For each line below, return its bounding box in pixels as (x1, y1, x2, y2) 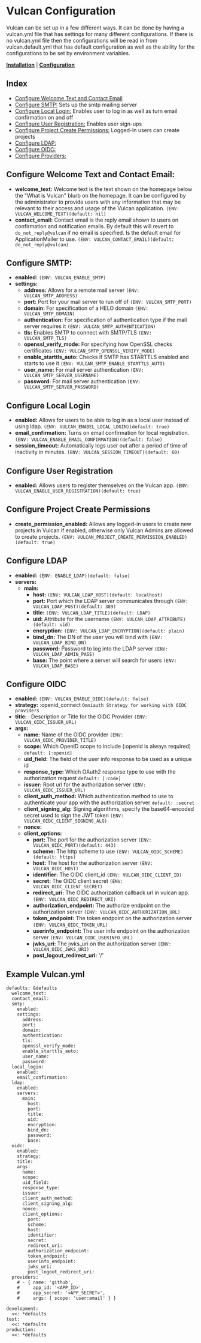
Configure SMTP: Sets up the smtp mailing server (14, 101, 138, 108)
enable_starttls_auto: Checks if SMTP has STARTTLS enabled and (23, 353, 190, 361)
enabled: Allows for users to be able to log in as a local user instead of (14, 416, 190, 424)
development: (6, 1306, 39, 1312)
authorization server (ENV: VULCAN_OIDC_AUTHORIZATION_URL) (32, 908, 181, 915)
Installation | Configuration (6, 61, 75, 68)
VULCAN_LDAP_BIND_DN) (32, 640, 87, 646)
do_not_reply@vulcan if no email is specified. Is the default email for (14, 229, 181, 236)
